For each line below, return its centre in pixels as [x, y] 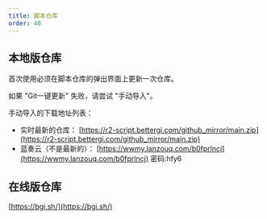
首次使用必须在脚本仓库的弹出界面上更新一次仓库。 [93, 79]
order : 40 [25, 23]
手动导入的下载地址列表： [51, 113]
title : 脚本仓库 [33, 16]
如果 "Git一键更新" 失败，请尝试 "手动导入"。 [83, 96]
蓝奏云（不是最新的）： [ [59, 149]
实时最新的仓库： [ [51, 130]
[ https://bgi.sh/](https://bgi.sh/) [60, 207]
